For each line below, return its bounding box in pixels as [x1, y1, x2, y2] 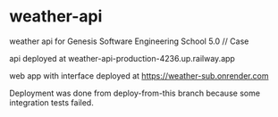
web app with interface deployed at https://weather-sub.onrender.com [9, 70, 269, 81]
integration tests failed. [9, 96, 94, 108]
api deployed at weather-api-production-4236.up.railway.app [9, 53, 235, 63]
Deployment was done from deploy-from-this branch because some [9, 88, 261, 98]
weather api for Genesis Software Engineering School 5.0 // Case [9, 36, 249, 46]
